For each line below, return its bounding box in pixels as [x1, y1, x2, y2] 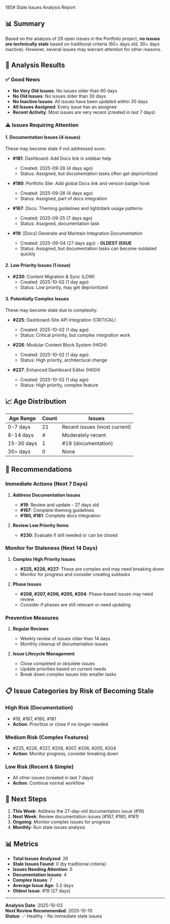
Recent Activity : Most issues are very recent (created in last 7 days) [12, 109, 155, 115]
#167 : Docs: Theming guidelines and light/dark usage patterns [12, 205, 143, 211]
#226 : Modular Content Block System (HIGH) [12, 342, 107, 348]
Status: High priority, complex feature [20, 382, 99, 388]
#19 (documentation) [62, 439, 113, 447]
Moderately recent [62, 431, 106, 438]
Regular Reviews [12, 626, 49, 632]
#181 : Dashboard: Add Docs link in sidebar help [12, 155, 111, 161]
